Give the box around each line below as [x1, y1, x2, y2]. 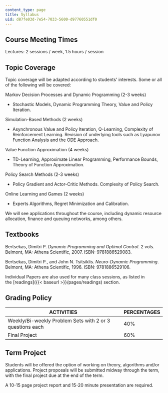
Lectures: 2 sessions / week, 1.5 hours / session [5, 49, 104, 55]
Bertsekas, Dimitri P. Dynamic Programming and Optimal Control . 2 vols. [5, 243, 154, 249]
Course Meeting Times [5, 35, 78, 44]
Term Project [5, 349, 46, 357]
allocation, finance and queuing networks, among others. [5, 216, 123, 222]
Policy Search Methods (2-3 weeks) [5, 171, 79, 177]
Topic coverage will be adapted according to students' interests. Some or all [5, 76, 162, 82]
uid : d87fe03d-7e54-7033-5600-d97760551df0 [5, 17, 97, 22]
